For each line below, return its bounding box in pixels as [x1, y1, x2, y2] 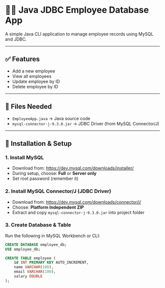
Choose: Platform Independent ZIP [12, 204, 84, 210]
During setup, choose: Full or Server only [12, 170, 97, 176]
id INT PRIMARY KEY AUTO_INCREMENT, [14, 260, 89, 265]
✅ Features [5, 55, 40, 63]
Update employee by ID [12, 78, 60, 84]
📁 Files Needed [5, 102, 52, 111]
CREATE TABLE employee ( [5, 256, 56, 261]
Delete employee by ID [12, 83, 58, 90]
